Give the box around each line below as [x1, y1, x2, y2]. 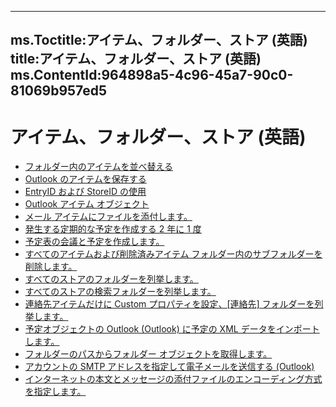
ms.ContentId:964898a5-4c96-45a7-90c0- [10, 67, 294, 84]
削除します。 [24, 261, 78, 273]
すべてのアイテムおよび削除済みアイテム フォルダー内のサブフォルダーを [24, 248, 323, 260]
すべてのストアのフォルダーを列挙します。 [24, 273, 199, 285]
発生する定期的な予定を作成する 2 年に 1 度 [24, 223, 202, 235]
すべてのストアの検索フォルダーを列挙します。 [24, 286, 217, 298]
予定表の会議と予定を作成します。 [24, 236, 165, 248]
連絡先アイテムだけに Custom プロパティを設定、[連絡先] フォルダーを [24, 298, 315, 310]
